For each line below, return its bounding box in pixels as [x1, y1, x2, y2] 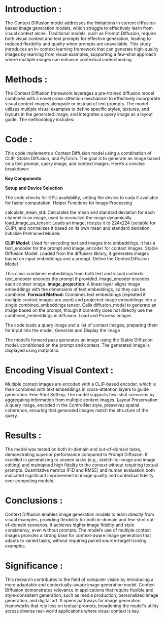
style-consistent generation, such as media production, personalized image [5, 592, 159, 598]
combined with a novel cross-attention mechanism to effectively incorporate [5, 95, 160, 101]
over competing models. [5, 478, 55, 484]
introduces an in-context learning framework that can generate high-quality [5, 46, 159, 52]
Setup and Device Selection [5, 185, 63, 191]
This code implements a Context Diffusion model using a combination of [5, 150, 152, 156]
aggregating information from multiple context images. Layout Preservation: [5, 397, 159, 403]
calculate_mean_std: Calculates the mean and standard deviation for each [5, 209, 155, 215]
